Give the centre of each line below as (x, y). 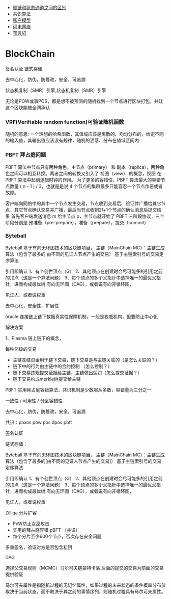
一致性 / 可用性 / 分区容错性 (34, 400)
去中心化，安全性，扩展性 (32, 305)
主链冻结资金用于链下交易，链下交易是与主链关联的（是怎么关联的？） (86, 360)
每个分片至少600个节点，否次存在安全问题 (57, 536)
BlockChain (30, 54)
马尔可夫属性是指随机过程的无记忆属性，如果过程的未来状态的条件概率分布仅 (85, 585)
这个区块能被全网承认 (27, 107)
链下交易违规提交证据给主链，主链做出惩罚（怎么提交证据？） (77, 372)
